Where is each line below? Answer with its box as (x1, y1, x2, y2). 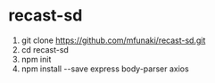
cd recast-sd (21, 44, 69, 54)
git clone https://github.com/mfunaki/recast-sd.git (21, 35, 206, 46)
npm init (21, 54, 52, 64)
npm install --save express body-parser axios (21, 63, 189, 74)
